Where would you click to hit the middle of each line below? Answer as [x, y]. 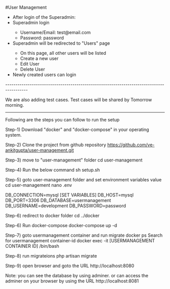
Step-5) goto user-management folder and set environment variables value [83, 180]
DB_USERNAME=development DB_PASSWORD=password [66, 206]
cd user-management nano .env [39, 185]
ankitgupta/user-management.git [40, 150]
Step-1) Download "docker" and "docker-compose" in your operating [77, 130]
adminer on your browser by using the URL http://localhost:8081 [72, 281]
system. [13, 135]
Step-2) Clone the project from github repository [56, 145]
